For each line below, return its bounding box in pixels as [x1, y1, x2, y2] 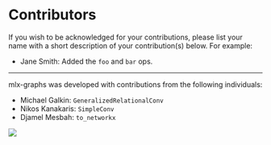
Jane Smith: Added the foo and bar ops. [19, 56, 153, 66]
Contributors [8, 6, 97, 24]
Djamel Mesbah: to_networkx [19, 112, 116, 122]
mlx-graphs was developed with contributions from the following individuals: [8, 79, 263, 89]
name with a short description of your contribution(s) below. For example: [8, 40, 252, 50]
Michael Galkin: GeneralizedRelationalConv [19, 95, 164, 105]
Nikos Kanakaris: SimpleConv [19, 103, 115, 114]
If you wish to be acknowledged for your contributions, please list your [8, 32, 244, 42]
